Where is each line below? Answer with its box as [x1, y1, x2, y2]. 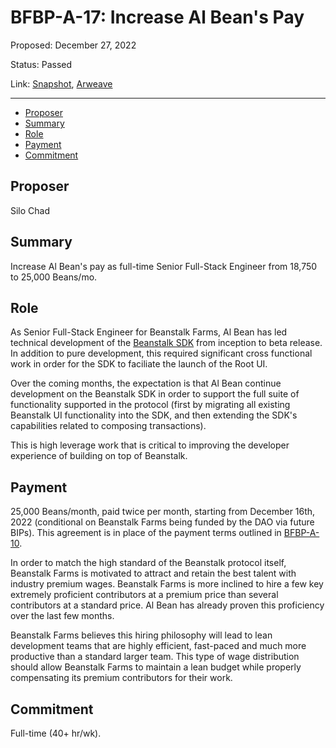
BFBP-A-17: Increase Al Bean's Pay [10, 6, 305, 29]
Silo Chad [10, 204, 51, 216]
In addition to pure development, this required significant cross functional [10, 347, 313, 360]
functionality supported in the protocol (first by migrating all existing [10, 399, 291, 411]
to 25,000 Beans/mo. [10, 271, 98, 283]
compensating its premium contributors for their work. [10, 672, 233, 684]
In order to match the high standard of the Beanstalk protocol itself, [10, 557, 287, 569]
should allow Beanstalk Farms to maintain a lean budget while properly [10, 661, 302, 673]
